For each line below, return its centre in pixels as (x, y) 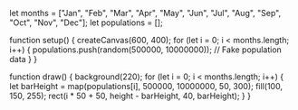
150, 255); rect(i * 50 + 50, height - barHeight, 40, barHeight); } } (130, 96)
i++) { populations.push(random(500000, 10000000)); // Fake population (146, 50)
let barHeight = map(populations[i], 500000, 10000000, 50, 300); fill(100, (146, 86)
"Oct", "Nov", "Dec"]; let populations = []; (86, 23)
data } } (24, 59)
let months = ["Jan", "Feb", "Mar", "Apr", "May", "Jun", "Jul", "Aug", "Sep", (145, 13)
